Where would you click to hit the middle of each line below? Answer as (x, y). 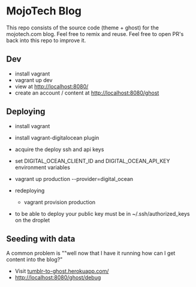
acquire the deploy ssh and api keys (59, 149)
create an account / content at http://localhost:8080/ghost (87, 93)
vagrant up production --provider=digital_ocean (74, 179)
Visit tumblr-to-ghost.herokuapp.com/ (62, 271)
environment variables (43, 167)
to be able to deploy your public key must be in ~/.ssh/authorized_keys (102, 213)
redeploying (30, 191)
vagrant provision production (60, 202)
